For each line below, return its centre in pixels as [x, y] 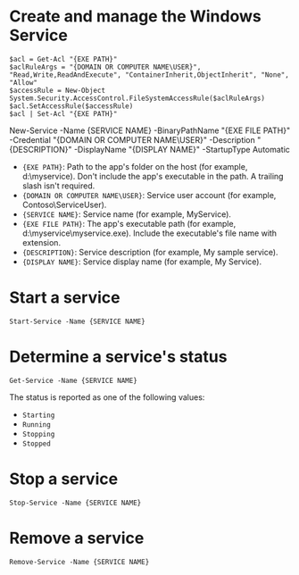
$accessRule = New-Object [57, 90]
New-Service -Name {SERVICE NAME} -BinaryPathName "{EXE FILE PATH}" [150, 130]
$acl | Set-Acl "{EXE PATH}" [63, 113]
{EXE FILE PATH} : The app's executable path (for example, [129, 223]
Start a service [65, 298]
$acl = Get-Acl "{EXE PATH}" [63, 59]
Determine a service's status [118, 357]
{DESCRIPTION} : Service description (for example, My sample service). [150, 252]
